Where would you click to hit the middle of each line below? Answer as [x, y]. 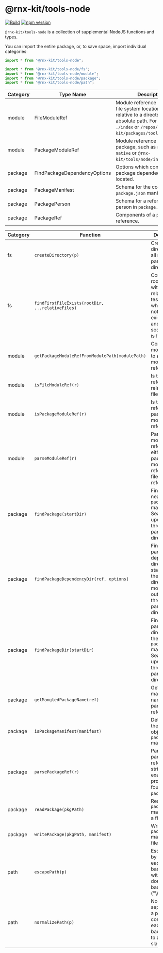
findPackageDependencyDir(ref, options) [81, 579]
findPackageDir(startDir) [64, 650]
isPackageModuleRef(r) [60, 414]
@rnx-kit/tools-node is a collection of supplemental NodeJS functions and [80, 32]
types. [11, 37]
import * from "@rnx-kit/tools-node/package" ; [53, 78]
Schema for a [131, 201]
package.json [131, 193]
